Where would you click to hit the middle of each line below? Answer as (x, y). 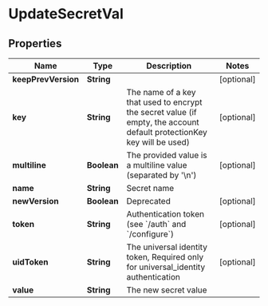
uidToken (31, 262)
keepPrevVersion (46, 79)
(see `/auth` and (156, 224)
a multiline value (157, 165)
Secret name (150, 188)
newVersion (35, 201)
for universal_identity (166, 267)
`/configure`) (150, 234)
